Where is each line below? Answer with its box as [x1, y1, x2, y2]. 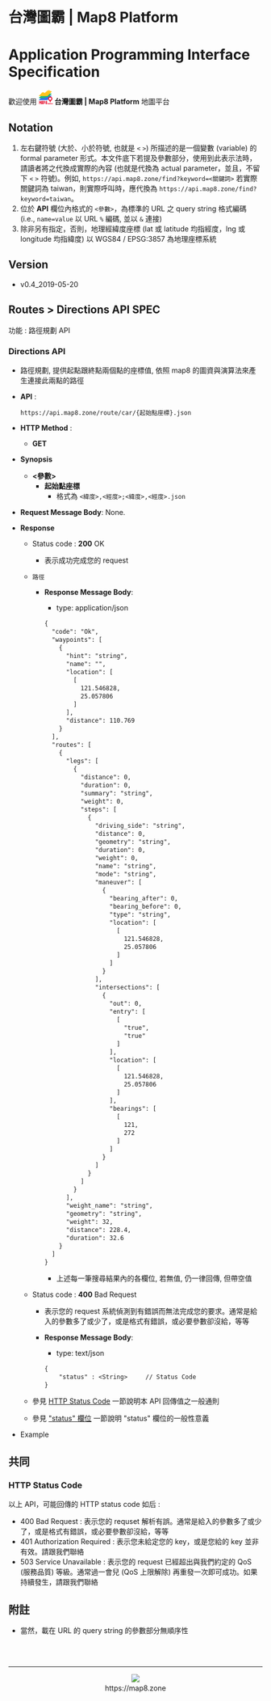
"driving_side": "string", [94, 821, 186, 829]
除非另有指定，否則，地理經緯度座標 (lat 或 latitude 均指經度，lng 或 [19, 224, 246, 234]
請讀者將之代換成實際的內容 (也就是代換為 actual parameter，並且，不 [19, 163, 253, 173]
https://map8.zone [104, 1683, 167, 1693]
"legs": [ [65, 757, 99, 765]
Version [8, 258, 48, 272]
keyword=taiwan [19, 195, 72, 203]
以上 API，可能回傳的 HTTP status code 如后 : [8, 1499, 161, 1509]
